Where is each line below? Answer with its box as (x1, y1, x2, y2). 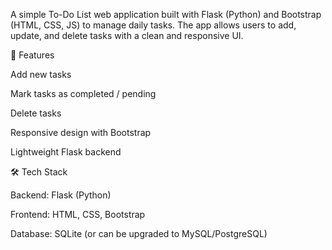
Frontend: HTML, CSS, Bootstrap (10, 209, 146, 220)
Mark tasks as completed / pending (10, 88, 157, 99)
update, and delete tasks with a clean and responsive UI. (10, 30, 244, 41)
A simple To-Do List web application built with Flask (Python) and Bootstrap (10, 9, 322, 20)
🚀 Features (10, 49, 55, 61)
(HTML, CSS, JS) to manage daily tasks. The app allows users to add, (10, 19, 297, 31)
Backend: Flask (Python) (10, 189, 112, 201)
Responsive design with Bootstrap (10, 127, 152, 138)
